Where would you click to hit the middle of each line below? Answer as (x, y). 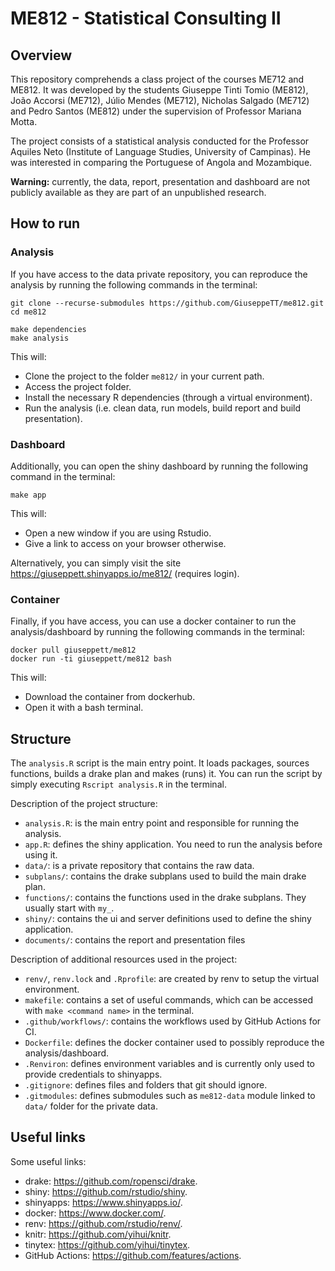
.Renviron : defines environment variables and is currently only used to (170, 1064)
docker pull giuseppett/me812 (73, 650)
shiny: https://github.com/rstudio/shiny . (106, 1191)
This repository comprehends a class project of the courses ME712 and (157, 79)
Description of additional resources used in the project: (124, 959)
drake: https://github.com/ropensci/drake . (111, 1181)
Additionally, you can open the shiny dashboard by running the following (159, 466)
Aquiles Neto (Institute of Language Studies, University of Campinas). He (161, 151)
